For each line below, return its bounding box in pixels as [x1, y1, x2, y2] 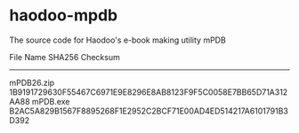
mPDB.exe [31, 96, 70, 106]
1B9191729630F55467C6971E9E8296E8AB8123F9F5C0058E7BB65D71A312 [9, 86, 288, 98]
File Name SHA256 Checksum [9, 51, 120, 62]
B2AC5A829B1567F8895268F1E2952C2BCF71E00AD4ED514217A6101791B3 [9, 106, 289, 116]
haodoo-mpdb [9, 5, 118, 26]
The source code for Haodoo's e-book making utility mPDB [9, 35, 227, 45]
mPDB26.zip [9, 77, 55, 88]
